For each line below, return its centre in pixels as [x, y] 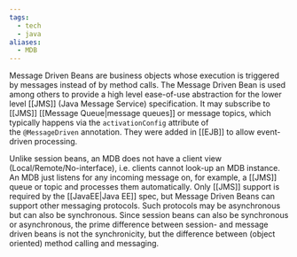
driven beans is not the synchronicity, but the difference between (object [142, 234]
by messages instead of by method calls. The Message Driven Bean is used [148, 85]
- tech [29, 26]
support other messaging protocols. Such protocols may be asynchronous [145, 206]
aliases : [25, 42]
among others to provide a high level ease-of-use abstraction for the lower [145, 95]
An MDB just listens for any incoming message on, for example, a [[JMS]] [143, 177]
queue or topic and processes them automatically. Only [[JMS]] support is [145, 187]
